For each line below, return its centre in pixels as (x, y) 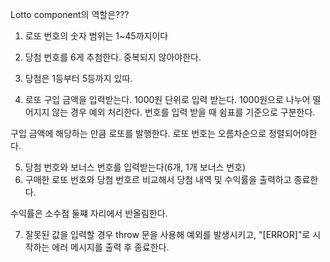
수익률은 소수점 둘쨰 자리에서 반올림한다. (89, 213)
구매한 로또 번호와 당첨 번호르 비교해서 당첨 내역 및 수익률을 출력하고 (158, 179)
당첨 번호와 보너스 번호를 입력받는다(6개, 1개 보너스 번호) (135, 167)
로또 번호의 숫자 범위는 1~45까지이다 (96, 36)
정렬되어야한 (293, 133)
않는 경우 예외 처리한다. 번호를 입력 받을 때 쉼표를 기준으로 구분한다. (183, 112)
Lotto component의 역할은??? (70, 14)
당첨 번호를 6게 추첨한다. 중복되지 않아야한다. (113, 57)
